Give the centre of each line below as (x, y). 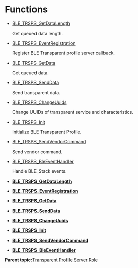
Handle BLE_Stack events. (39, 171)
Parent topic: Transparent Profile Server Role (51, 260)
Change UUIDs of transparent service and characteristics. (73, 112)
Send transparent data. (36, 92)
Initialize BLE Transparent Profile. (47, 132)
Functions (26, 9)
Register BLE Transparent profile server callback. (63, 53)
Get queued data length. (38, 33)
